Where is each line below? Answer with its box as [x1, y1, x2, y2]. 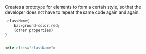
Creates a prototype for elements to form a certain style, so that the [5, 4, 141, 10]
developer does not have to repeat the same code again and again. [5, 9, 140, 15]
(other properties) [14, 28, 54, 33]
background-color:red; [14, 23, 60, 28]
